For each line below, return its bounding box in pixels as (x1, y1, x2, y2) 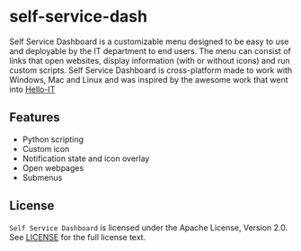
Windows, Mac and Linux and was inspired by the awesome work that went (9, 74, 289, 85)
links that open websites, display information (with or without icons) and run (9, 55, 290, 66)
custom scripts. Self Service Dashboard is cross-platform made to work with (9, 65, 293, 76)
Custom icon (22, 143, 70, 154)
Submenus (22, 172, 63, 183)
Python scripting (22, 133, 84, 145)
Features (9, 110, 60, 125)
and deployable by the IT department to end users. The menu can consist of (9, 45, 292, 56)
